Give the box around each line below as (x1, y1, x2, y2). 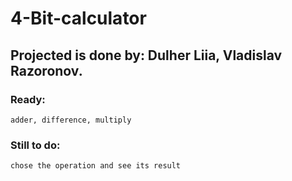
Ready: (10, 92, 46, 106)
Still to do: (10, 138, 61, 152)
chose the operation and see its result (10, 161, 182, 171)
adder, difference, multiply (10, 115, 132, 125)
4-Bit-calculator (10, 7, 147, 30)
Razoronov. (10, 62, 83, 79)
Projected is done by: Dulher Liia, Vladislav (10, 47, 283, 64)
